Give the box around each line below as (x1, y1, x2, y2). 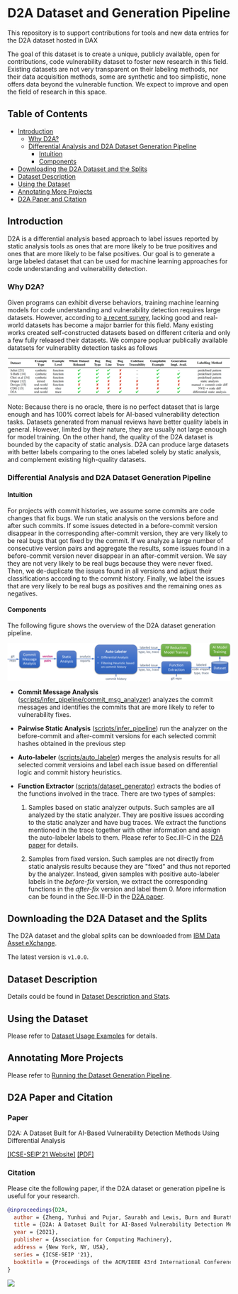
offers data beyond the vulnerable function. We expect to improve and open (7, 79, 229, 88)
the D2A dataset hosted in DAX (7, 35, 98, 44)
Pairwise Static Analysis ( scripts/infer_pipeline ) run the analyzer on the (17, 724, 228, 733)
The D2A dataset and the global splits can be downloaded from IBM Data (7, 931, 221, 940)
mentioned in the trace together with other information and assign (28, 826, 221, 834)
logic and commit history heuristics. (17, 768, 123, 777)
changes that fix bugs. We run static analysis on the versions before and (7, 513, 218, 522)
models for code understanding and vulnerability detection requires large (7, 305, 221, 314)
